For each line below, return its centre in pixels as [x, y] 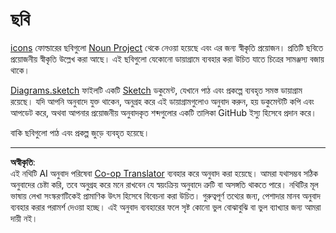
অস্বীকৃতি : [23, 162]
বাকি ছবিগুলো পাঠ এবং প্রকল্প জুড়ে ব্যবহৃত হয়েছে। [80, 132]
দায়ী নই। [24, 218]
